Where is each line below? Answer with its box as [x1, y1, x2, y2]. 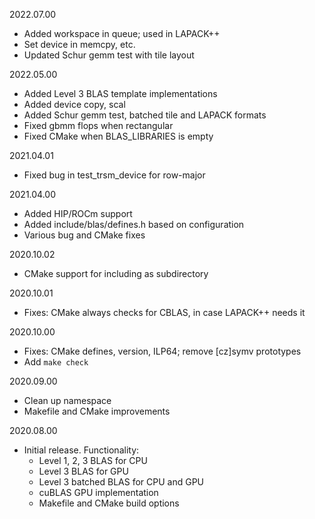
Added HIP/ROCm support [23, 208, 133, 219]
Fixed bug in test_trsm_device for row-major [23, 169, 206, 181]
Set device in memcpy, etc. [23, 39, 136, 50]
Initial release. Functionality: [23, 444, 140, 456]
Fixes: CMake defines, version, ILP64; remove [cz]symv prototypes [23, 345, 302, 357]
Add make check [23, 356, 89, 368]
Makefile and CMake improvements [23, 405, 171, 417]
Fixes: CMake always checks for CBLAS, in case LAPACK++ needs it [23, 307, 306, 318]
